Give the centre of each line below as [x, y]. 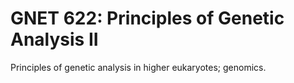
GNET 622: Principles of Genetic [147, 18]
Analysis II [54, 39]
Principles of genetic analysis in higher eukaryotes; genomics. [138, 67]
